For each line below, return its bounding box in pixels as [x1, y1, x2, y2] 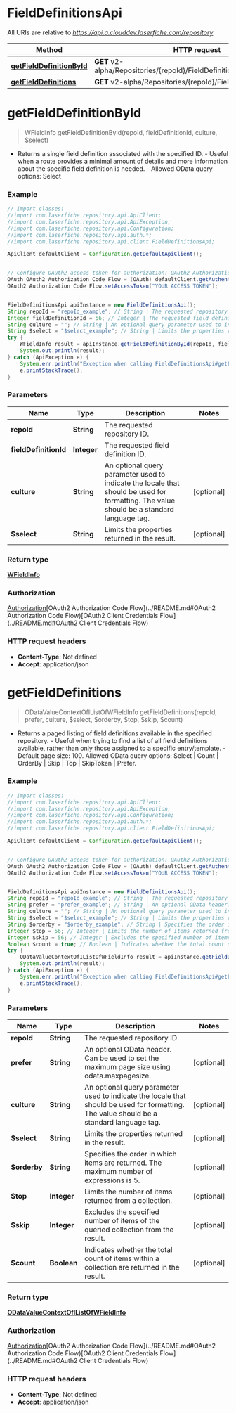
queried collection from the [84, 1225, 174, 1234]
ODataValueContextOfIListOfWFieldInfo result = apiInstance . [20, 954, 202, 961]
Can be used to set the [84, 1053, 159, 1063]
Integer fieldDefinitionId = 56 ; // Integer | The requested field [7, 314, 209, 321]
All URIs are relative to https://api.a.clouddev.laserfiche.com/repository [7, 28, 214, 37]
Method [36, 44, 63, 54]
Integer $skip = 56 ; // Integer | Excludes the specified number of [7, 934, 212, 941]
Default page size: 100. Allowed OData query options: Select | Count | [17, 751, 219, 760]
